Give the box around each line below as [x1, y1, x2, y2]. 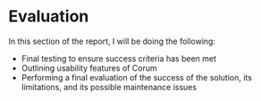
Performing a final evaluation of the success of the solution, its [21, 72, 252, 82]
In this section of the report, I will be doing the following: [8, 36, 216, 46]
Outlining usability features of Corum [21, 63, 157, 73]
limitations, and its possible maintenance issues [21, 81, 198, 92]
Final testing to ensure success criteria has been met [21, 53, 216, 63]
